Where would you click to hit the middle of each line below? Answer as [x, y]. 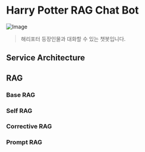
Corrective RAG [29, 127]
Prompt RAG [24, 143]
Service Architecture [45, 58]
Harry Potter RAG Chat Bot [72, 10]
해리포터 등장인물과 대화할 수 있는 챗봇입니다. [73, 38]
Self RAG [19, 111]
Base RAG [21, 95]
